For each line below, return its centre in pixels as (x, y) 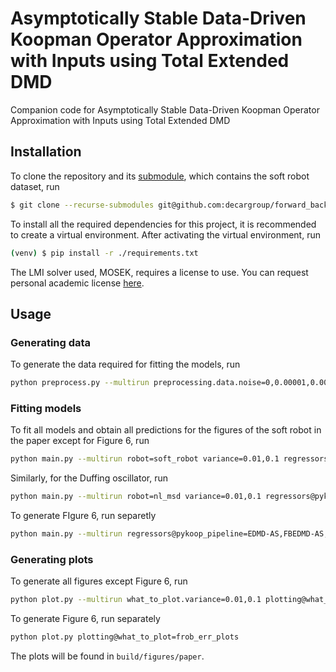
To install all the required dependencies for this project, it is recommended (163, 224)
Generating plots (52, 559)
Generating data (51, 342)
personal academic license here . (77, 283)
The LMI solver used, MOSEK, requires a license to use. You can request (159, 272)
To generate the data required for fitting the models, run (125, 364)
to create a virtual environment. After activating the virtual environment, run (165, 234)
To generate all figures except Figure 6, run (99, 581)
